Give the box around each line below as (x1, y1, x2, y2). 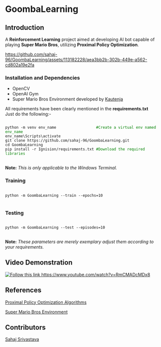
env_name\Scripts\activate (5, 134, 61, 139)
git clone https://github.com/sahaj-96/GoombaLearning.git (5, 138, 130, 143)
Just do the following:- (5, 111, 52, 117)
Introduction (5, 23, 45, 32)
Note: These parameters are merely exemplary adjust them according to (5, 239, 154, 245)
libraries (5, 151, 26, 156)
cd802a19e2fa (5, 62, 35, 68)
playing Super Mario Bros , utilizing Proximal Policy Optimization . (5, 42, 139, 48)
